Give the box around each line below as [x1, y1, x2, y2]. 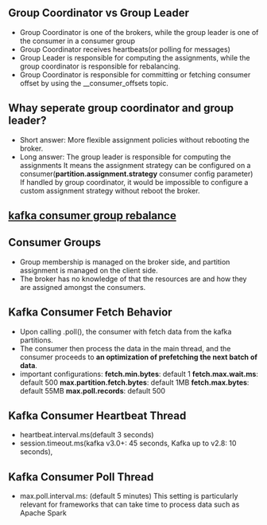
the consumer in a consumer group [19, 36, 135, 45]
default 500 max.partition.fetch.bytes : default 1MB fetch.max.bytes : [19, 378, 250, 387]
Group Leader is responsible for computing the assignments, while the [19, 53, 250, 62]
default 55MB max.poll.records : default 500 [19, 386, 165, 395]
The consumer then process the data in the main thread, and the [19, 343, 231, 353]
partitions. [19, 335, 53, 345]
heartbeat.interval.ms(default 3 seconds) [19, 430, 154, 440]
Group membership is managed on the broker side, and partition [19, 257, 230, 266]
